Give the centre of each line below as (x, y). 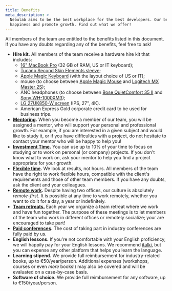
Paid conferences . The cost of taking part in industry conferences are (87, 228)
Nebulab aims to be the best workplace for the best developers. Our (85, 19)
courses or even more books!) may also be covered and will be (79, 266)
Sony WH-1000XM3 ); (43, 98)
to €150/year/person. (35, 283)
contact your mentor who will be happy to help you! (67, 141)
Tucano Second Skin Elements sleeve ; (61, 71)
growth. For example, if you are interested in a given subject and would (88, 131)
